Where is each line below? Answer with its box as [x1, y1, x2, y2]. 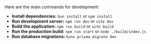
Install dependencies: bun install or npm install [11, 13, 113, 19]
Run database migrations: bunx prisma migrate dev [11, 33, 116, 39]
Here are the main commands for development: [4, 4, 99, 10]
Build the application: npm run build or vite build [11, 23, 114, 29]
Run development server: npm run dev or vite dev [11, 19, 114, 24]
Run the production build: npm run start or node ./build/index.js [11, 29, 147, 34]
